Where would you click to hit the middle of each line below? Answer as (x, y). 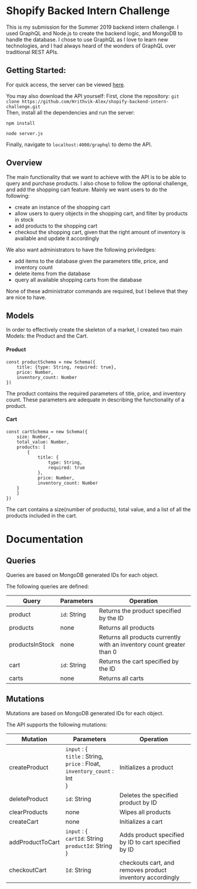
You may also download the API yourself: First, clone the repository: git (93, 96)
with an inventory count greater (142, 644)
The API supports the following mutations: (57, 724)
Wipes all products (145, 812)
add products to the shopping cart (56, 226)
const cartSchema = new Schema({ (47, 432)
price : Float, (83, 763)
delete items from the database (52, 273)
